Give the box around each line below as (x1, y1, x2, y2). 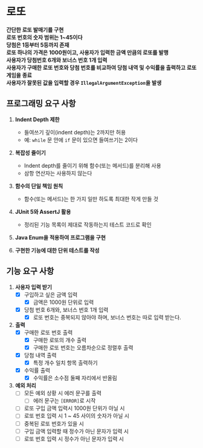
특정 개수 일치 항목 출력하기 (33, 359, 98, 366)
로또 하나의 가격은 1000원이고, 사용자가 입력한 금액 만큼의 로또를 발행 (6, 48, 169, 56)
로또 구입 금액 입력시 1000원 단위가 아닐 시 (24, 404, 125, 412)
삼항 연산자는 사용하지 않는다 (24, 170, 92, 177)
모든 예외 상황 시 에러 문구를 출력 (24, 389, 101, 397)
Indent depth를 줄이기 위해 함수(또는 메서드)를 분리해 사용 (24, 162, 161, 169)
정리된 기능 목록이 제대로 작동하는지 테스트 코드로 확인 (24, 221, 152, 228)
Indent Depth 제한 (14, 116, 60, 123)
